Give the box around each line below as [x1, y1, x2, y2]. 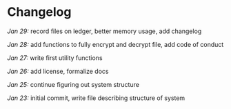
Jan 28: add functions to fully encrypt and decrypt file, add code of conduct [7, 40, 224, 48]
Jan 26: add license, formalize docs [7, 67, 109, 75]
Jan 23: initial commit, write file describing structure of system [7, 94, 185, 102]
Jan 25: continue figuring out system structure [7, 80, 140, 88]
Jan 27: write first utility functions [7, 53, 103, 62]
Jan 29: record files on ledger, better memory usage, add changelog [7, 27, 202, 35]
